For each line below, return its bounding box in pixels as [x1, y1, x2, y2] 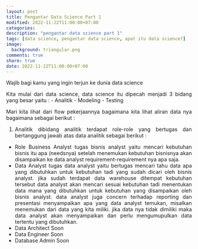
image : [6, 42, 22, 48]
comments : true [6, 52, 44, 58]
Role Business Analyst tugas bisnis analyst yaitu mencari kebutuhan [14, 143, 192, 150]
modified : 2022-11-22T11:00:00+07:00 [6, 19, 99, 25]
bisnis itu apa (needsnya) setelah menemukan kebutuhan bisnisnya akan [14, 150, 192, 157]
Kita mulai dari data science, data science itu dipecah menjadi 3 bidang [6, 90, 192, 97]
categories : [6, 25, 35, 31]
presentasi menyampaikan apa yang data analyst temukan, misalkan [14, 200, 192, 207]
